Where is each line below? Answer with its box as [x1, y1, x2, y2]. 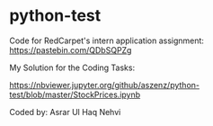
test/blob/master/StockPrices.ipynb [9, 89, 141, 100]
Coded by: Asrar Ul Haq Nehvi [9, 106, 121, 117]
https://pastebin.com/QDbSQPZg [9, 44, 132, 55]
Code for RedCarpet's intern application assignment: [9, 35, 205, 46]
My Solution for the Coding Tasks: [9, 62, 136, 73]
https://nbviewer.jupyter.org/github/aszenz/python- [9, 79, 200, 90]
